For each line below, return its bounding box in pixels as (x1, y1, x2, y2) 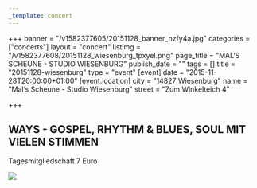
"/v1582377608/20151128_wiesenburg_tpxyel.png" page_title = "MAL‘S (8, 50, 240, 60)
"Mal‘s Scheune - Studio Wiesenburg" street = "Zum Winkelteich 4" (8, 84, 231, 94)
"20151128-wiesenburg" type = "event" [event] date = (8, 67, 185, 76)
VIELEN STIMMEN (8, 135, 99, 149)
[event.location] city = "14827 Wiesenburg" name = (79, 76, 248, 85)
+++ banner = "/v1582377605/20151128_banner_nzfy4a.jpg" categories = (8, 33, 251, 43)
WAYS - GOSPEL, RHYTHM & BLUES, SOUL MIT (8, 123, 247, 136)
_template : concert (8, 11, 73, 20)
